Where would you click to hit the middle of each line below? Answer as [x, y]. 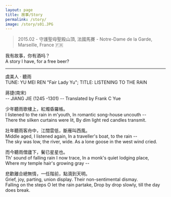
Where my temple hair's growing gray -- [48, 163]
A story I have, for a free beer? [37, 61]
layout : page [19, 10]
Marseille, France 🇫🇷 [40, 45]
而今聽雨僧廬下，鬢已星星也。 [36, 152]
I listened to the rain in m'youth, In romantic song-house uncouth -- [76, 115]
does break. [18, 190]
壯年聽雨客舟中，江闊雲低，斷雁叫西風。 [48, 130]
